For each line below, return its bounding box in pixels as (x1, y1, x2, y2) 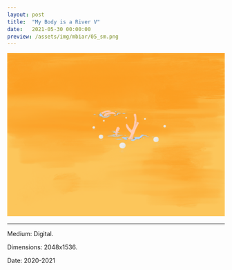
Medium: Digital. (7, 230, 54, 238)
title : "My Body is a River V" (7, 18, 100, 26)
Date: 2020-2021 (7, 256, 55, 265)
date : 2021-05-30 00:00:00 (7, 26, 91, 32)
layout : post (7, 11, 45, 18)
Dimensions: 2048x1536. (7, 243, 78, 251)
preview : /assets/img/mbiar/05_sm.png (7, 33, 119, 40)
